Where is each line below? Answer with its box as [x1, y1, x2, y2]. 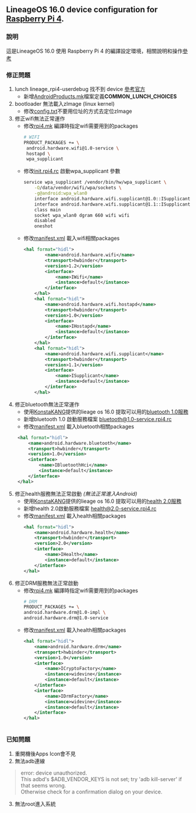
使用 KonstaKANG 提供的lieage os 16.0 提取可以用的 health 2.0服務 [23, 497, 182, 505]
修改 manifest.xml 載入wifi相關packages [23, 235, 120, 242]
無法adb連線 [14, 757, 45, 765]
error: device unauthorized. [20, 769, 87, 776]
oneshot [34, 223, 53, 229]
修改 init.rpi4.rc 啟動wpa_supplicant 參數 [23, 168, 121, 175]
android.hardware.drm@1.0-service [23, 615, 109, 621]
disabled [34, 218, 56, 224]
